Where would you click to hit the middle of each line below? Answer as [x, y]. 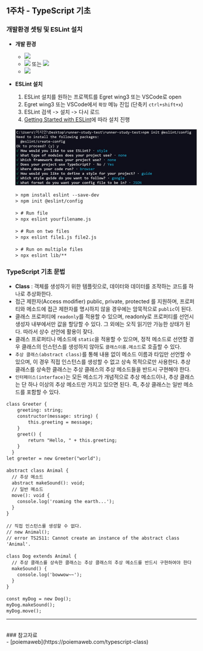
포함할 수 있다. [43, 392]
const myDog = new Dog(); [39, 599]
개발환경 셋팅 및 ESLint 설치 [44, 30]
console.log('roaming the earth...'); [66, 501]
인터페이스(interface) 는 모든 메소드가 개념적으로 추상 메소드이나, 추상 [97, 377]
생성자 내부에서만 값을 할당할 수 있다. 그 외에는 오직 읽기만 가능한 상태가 [99, 324]
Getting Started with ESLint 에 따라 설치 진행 [77, 119]
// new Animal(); [28, 532]
